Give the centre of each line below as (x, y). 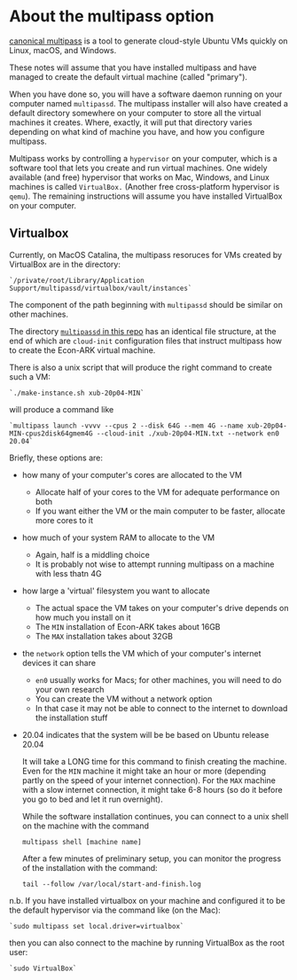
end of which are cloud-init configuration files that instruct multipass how (145, 341)
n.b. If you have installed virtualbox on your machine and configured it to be (147, 900)
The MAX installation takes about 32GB (104, 636)
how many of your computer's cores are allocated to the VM (132, 474)
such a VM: (30, 376)
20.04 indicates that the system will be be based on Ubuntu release (145, 734)
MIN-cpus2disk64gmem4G (51, 433)
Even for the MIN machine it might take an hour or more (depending (144, 771)
